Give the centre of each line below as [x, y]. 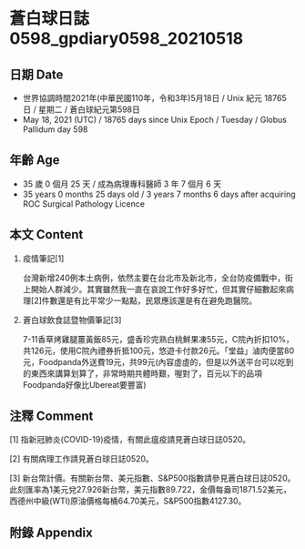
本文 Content [46, 234]
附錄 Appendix [51, 532]
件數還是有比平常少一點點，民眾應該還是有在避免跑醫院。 [149, 300]
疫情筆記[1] [43, 258]
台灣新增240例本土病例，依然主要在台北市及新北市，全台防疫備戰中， [153, 278]
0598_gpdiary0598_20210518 [127, 39]
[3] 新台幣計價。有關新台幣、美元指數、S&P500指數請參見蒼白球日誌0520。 [152, 478]
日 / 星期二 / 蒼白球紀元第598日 [81, 109]
